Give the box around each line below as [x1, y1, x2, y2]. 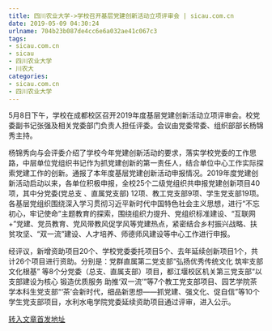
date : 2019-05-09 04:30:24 [8, 19, 100, 28]
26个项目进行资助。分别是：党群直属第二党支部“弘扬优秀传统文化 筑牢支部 [15, 256, 264, 266]
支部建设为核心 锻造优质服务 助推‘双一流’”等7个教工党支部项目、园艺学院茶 [8, 277, 257, 286]
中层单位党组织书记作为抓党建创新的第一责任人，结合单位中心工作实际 [22, 158, 257, 168]
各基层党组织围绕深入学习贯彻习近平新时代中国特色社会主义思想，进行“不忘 [8, 199, 261, 208]
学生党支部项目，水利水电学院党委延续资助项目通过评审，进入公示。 [8, 297, 236, 307]
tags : [8, 34, 27, 43]
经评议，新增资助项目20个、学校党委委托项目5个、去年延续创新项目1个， [8, 247, 252, 256]
